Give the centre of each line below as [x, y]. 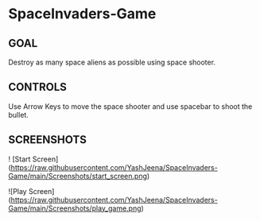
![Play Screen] [31, 191]
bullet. [19, 114]
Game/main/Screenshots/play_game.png [75, 208]
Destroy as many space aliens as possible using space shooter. [112, 62]
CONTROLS [38, 87]
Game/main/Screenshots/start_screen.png [78, 176]
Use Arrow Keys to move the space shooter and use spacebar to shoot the [130, 106]
